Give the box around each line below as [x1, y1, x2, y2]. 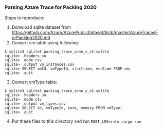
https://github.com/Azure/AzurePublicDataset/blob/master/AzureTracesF [11, 30, 158, 36]
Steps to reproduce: [4, 15, 45, 21]
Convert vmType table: [11, 79, 57, 85]
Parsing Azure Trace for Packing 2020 [4, 4, 97, 11]
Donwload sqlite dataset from [11, 24, 71, 30]
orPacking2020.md [11, 35, 51, 40]
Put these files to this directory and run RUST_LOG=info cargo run [11, 118, 142, 124]
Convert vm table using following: [11, 40, 79, 46]
